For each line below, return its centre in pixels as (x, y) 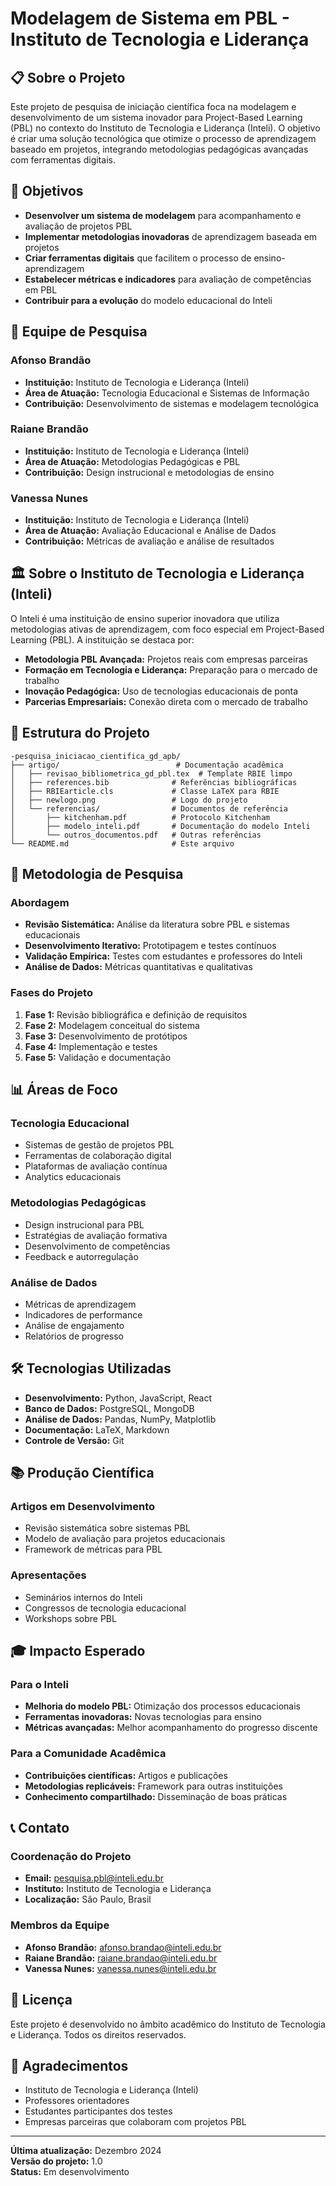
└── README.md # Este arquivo (122, 843)
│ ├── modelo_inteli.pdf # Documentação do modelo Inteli (160, 826)
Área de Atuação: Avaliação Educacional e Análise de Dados (150, 531)
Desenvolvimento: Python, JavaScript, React (118, 1398)
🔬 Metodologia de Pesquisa (97, 874)
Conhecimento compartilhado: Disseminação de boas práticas (156, 1796)
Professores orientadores (77, 2101)
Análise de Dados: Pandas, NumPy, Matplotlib (120, 1419)
